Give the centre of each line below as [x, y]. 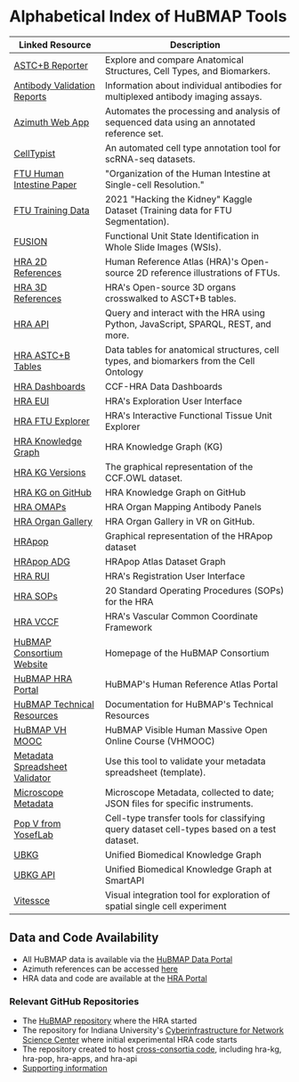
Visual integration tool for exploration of [188, 895]
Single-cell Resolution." [155, 185]
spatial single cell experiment [166, 905]
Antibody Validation [55, 85]
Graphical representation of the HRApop [189, 535]
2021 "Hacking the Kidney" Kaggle [179, 199]
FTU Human [39, 173]
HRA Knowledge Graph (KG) [164, 446]
